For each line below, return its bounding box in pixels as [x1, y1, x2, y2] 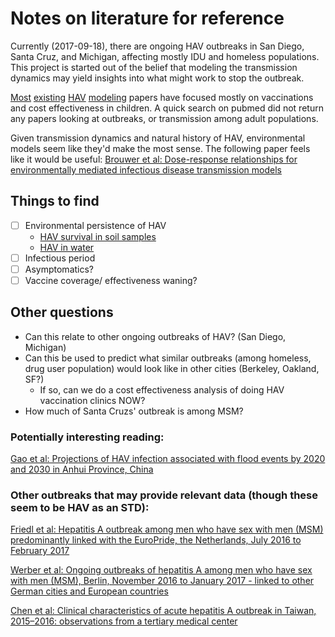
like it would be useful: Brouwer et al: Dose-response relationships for [10, 153, 298, 165]
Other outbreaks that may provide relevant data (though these [10, 488, 318, 502]
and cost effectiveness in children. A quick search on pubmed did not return [10, 102, 324, 114]
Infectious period [24, 252, 96, 264]
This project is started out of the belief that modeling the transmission [10, 61, 298, 73]
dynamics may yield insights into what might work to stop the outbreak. [10, 72, 305, 84]
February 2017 [10, 545, 70, 557]
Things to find [10, 193, 100, 210]
